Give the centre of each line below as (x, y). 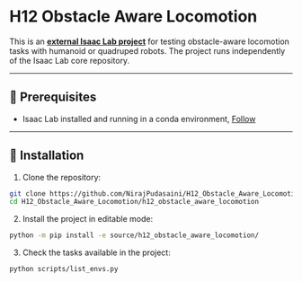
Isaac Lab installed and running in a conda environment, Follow (139, 119)
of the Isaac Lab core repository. (70, 60)
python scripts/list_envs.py (64, 269)
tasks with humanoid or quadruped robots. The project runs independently (147, 50)
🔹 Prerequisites (53, 97)
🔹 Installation (47, 156)
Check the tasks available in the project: (96, 252)
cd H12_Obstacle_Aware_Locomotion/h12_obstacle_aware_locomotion (134, 202)
